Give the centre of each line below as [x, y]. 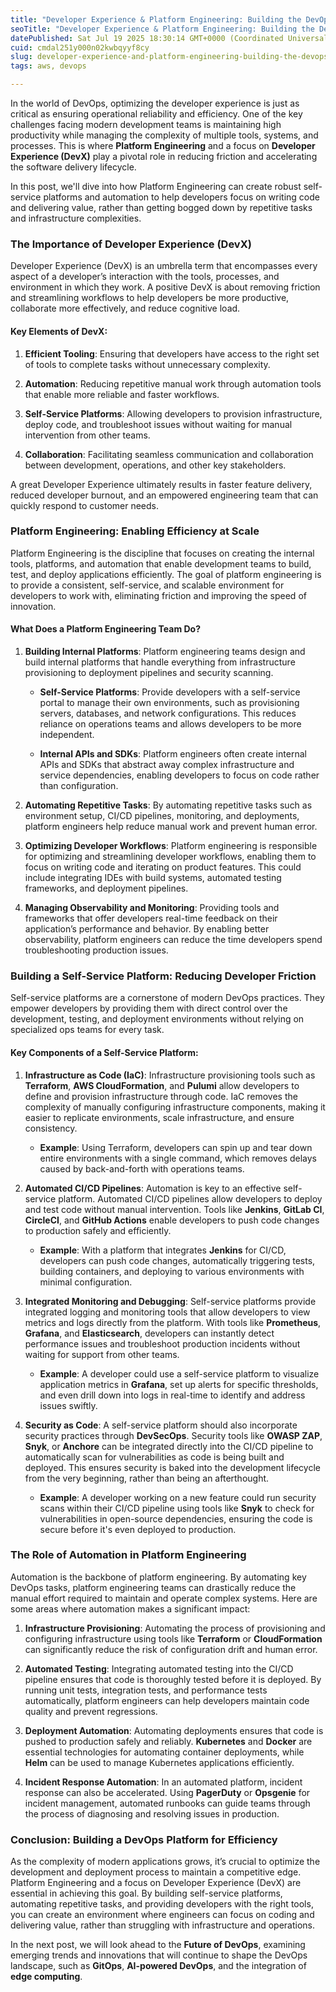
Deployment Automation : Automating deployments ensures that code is [174, 1730]
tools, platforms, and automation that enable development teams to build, [161, 563]
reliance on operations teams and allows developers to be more [170, 724]
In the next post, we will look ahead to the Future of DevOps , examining [158, 1945]
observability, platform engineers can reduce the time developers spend [173, 939]
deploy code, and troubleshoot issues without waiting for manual [158, 424]
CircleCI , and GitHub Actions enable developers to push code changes [172, 1220]
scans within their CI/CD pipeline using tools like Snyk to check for [177, 1508]
